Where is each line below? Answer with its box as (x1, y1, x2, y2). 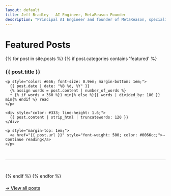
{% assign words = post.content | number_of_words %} (10, 88, 126, 93)
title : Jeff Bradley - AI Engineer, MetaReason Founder (5, 12, 126, 17)
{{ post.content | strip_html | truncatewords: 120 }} (10, 115, 129, 120)
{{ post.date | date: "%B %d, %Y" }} (10, 83, 90, 89)
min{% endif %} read (5, 97, 49, 102)
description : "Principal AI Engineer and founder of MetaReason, (5, 17, 147, 22)
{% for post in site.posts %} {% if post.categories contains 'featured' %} (5, 55, 157, 62)
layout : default (5, 7, 40, 13)
